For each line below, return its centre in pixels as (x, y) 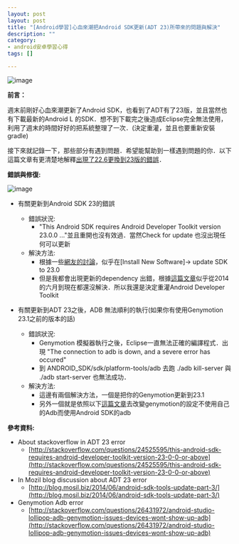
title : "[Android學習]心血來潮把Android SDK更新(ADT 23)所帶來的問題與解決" (114, 27)
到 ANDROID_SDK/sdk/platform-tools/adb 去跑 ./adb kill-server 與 (135, 368)
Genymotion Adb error (51, 502)
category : (22, 41)
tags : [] (20, 54)
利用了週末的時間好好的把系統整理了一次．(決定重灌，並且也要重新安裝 (111, 127)
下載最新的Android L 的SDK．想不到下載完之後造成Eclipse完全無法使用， (120, 119)
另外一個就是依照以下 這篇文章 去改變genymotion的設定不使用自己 (134, 404)
